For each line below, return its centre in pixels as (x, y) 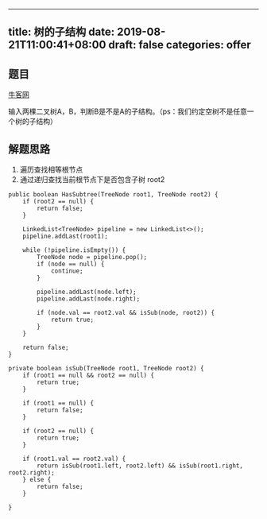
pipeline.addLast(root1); (66, 236)
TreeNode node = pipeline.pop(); (92, 258)
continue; (67, 271)
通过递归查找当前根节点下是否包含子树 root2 (92, 180)
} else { (37, 480)
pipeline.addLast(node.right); (89, 299)
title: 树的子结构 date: (62, 32)
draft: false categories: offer (180, 45)
